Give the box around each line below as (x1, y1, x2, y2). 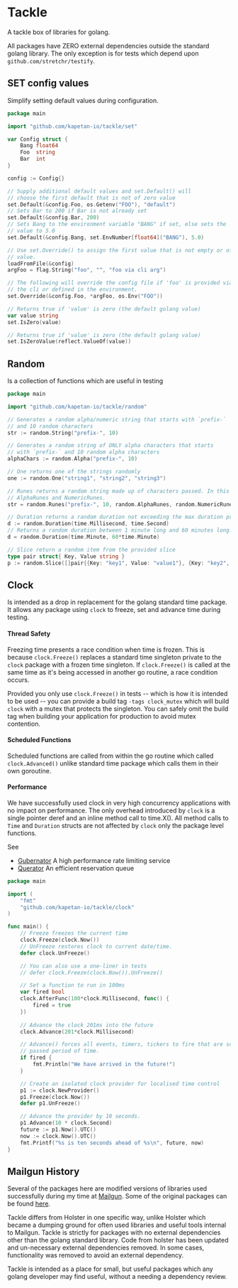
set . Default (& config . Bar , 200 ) (7, 214, 100, 221)
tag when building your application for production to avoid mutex (7, 712, 196, 720)
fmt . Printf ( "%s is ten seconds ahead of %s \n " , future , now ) (20, 1139, 204, 1147)
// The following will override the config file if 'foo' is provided (7, 279, 220, 286)
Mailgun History (7, 1166, 80, 1177)
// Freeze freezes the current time (20, 930, 129, 937)
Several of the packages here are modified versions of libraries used (7, 1184, 208, 1193)
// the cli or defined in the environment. (7, 286, 138, 294)
